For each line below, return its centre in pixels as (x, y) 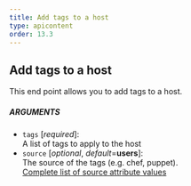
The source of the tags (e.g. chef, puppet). (100, 163)
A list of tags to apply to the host (82, 144)
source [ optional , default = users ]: (83, 153)
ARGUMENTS (35, 111)
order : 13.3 (31, 34)
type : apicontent (41, 26)
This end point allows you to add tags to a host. (96, 92)
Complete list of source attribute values (94, 172)
